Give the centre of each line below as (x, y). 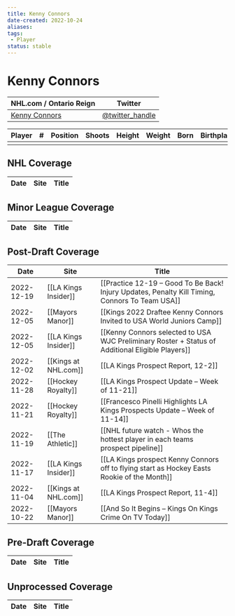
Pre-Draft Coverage (51, 542)
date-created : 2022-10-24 (45, 20)
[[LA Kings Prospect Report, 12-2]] (159, 366)
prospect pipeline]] (132, 448)
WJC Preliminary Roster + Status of (158, 341)
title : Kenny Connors (39, 14)
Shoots (97, 135)
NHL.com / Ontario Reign (53, 103)
